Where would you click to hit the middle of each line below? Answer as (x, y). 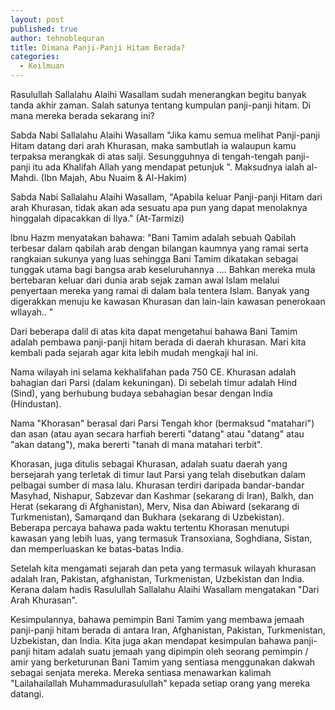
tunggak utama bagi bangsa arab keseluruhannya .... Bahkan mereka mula (163, 269)
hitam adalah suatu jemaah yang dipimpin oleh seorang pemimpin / (170, 651)
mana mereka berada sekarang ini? (82, 115)
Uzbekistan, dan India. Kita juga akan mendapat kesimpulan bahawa (151, 640)
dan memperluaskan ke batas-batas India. (97, 549)
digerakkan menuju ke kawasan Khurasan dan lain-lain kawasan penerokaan (168, 301)
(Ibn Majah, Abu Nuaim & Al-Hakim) (114, 177)
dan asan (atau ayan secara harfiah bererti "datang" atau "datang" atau (157, 434)
